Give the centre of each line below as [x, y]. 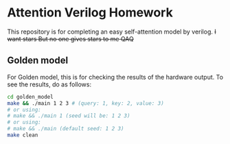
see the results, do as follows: [49, 84]
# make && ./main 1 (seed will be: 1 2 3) [69, 116]
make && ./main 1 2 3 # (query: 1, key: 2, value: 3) [86, 103]
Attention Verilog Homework [90, 13]
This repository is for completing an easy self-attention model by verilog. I [112, 32]
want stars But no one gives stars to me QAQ [70, 38]
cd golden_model [30, 97]
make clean [23, 135]
